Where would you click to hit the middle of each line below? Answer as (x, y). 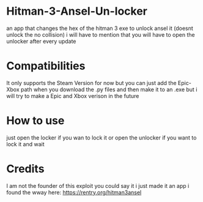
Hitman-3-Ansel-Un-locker (77, 11)
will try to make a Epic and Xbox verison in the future (73, 95)
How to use (35, 121)
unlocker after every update (41, 41)
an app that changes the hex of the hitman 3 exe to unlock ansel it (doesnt (100, 28)
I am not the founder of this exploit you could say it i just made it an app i (98, 185)
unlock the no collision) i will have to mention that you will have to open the (101, 34)
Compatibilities (46, 66)
